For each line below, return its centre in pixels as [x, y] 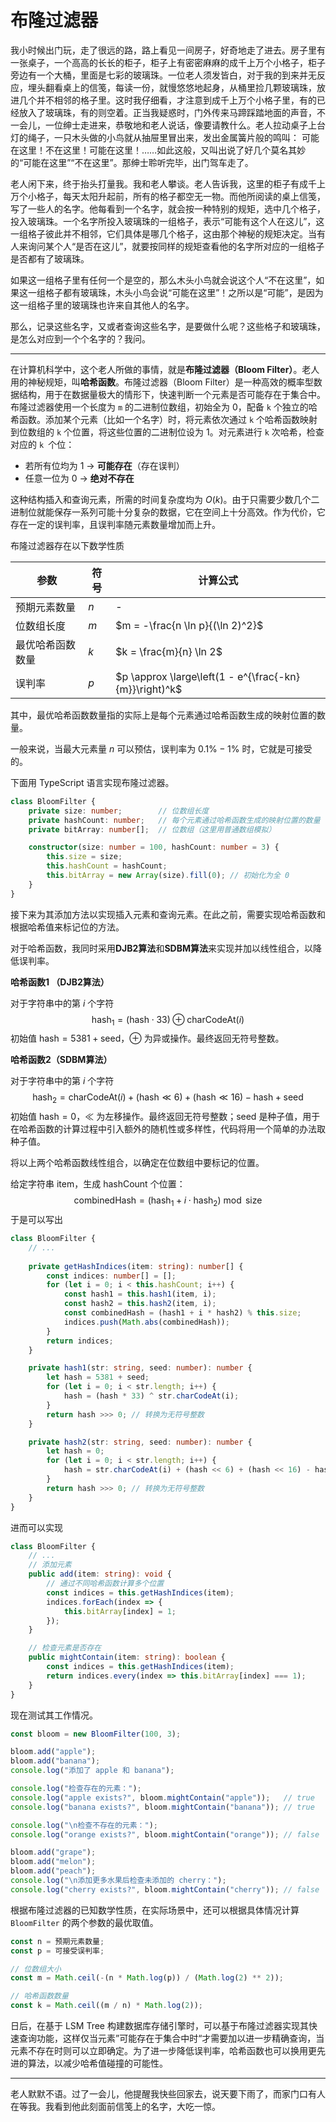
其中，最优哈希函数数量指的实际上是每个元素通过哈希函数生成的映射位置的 [163, 715]
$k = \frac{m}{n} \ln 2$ [169, 651]
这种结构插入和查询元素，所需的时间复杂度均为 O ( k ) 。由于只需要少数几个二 [165, 499]
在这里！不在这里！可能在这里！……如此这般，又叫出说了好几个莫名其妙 [158, 150]
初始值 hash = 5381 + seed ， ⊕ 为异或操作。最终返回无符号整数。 [147, 1038]
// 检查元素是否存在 [65, 1648]
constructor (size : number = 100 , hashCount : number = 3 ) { [154, 847]
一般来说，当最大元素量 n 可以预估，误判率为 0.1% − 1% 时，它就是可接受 [161, 748]
